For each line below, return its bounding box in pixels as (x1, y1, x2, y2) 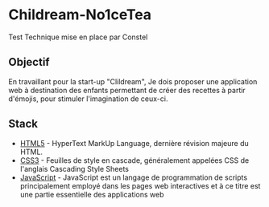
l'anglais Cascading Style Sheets (19, 164, 129, 173)
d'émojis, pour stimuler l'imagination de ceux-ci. (8, 94, 168, 103)
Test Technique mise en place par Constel (8, 32, 148, 42)
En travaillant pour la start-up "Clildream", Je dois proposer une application (8, 76, 258, 86)
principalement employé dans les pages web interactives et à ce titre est (19, 181, 261, 190)
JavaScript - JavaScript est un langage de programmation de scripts (19, 172, 248, 182)
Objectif (8, 55, 50, 69)
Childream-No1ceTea (8, 6, 151, 24)
